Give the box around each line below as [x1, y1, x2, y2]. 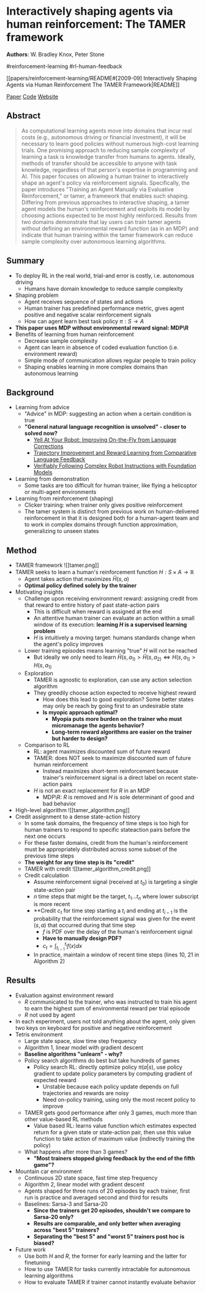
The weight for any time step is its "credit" [24, 858, 135, 866]
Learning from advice [15, 404, 70, 411]
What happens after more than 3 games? [24, 1148, 128, 1155]
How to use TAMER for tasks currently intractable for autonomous [24, 1265, 191, 1272]
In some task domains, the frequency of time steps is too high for [24, 819, 189, 826]
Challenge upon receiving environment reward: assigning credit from [24, 595, 198, 602]
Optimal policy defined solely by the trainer [24, 582, 137, 590]
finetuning [24, 1259, 50, 1266]
